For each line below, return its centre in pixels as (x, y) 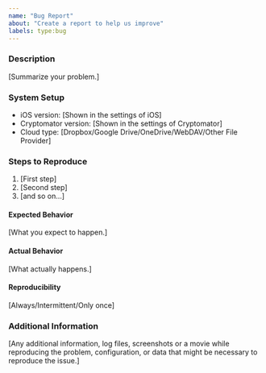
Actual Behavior (36, 251)
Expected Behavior (41, 214)
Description (32, 59)
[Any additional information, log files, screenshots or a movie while (119, 344)
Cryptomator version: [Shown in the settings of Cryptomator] (121, 123)
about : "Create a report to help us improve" (86, 23)
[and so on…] (42, 196)
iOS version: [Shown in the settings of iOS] (91, 114)
